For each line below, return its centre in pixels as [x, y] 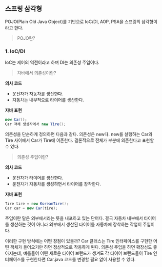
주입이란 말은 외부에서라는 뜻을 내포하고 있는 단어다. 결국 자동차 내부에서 [74, 218]
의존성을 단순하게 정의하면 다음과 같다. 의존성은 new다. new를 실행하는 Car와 [79, 134]
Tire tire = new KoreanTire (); [37, 203]
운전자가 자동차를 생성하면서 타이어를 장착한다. [57, 184]
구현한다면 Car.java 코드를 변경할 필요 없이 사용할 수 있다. [81, 259]
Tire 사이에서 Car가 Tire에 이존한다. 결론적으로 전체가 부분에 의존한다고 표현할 [80, 140]
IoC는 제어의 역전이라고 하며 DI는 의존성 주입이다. [52, 62]
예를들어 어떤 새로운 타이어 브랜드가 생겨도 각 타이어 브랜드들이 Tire [88, 253]
